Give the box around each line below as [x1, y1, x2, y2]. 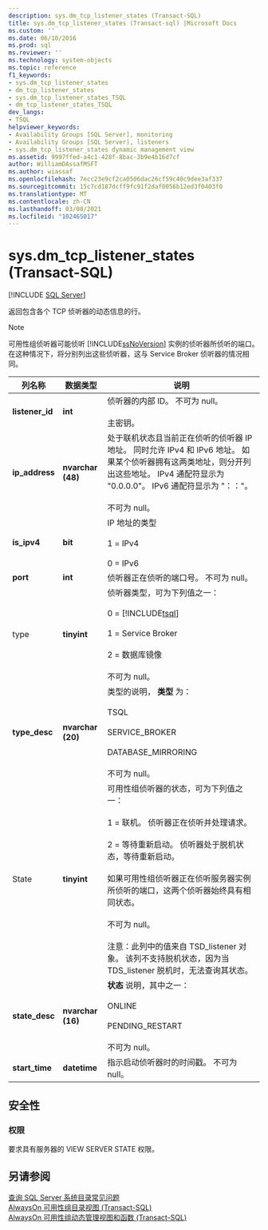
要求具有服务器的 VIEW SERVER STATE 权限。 [8, 1144, 160, 1153]
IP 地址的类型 [107, 517, 157, 528]
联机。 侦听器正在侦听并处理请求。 [121, 817, 253, 828]
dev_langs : [8, 109, 45, 117]
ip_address [12, 467, 56, 478]
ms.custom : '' [8, 26, 56, 34]
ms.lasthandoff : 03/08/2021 [8, 205, 102, 213]
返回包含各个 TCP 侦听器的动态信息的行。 [8, 307, 145, 316]
